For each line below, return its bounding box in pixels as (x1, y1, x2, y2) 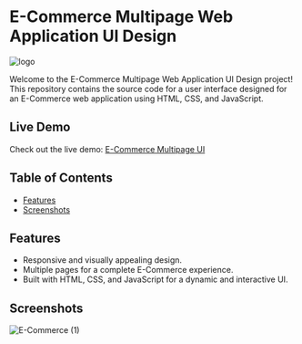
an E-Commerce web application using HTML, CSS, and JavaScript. (9, 93, 264, 104)
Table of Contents (9, 171, 114, 186)
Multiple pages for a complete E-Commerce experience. (22, 265, 234, 276)
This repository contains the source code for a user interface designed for (9, 83, 287, 94)
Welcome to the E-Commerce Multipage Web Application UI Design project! (9, 73, 294, 84)
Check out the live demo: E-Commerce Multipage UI (9, 143, 206, 154)
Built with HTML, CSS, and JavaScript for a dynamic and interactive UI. (22, 274, 288, 285)
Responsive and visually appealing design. (22, 255, 183, 266)
